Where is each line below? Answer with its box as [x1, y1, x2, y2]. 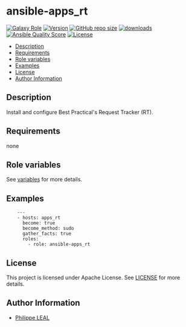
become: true [22, 220, 56, 226]
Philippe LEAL [14, 314, 50, 321]
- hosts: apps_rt [17, 215, 61, 221]
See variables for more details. [6, 176, 83, 183]
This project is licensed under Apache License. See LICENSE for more [6, 274, 181, 281]
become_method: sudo [22, 226, 74, 232]
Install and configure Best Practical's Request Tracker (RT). [6, 108, 154, 116]
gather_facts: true [22, 231, 71, 237]
